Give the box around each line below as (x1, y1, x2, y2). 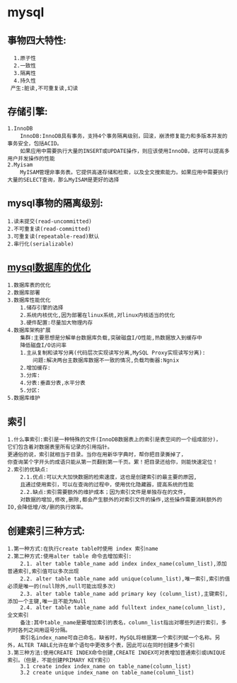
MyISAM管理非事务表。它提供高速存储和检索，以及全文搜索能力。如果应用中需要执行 (20, 168, 229, 176)
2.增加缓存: (20, 365, 51, 372)
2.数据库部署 (7, 289, 40, 297)
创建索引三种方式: (7, 524, 86, 536)
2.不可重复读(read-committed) (7, 225, 91, 232)
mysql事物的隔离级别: (7, 197, 104, 210)
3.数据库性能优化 (7, 297, 51, 304)
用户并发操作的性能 (7, 155, 55, 162)
